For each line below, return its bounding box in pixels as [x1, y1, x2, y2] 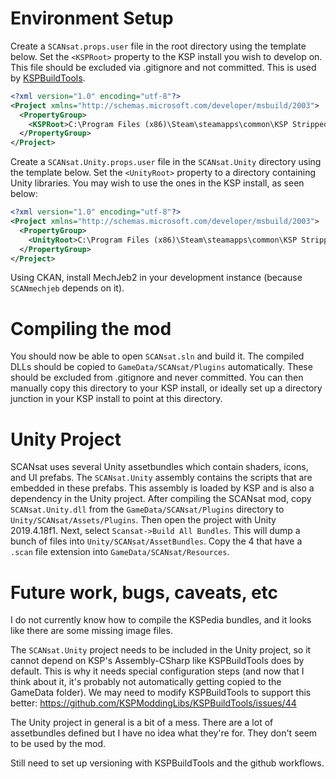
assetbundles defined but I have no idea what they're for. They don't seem [10, 727, 318, 739]
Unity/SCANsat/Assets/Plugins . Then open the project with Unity [10, 514, 277, 526]
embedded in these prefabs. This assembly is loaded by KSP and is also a [10, 482, 315, 494]
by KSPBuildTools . [10, 72, 86, 84]
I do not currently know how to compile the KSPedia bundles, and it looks [10, 614, 312, 626]
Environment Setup [10, 7, 174, 30]
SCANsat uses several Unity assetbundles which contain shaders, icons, [10, 461, 309, 473]
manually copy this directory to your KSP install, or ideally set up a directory [10, 382, 323, 394]
